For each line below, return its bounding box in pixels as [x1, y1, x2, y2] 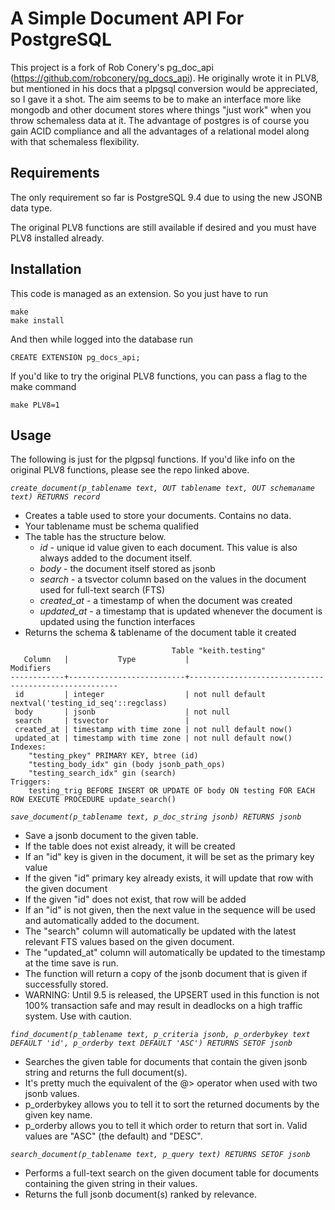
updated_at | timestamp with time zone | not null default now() [14, 733, 293, 744]
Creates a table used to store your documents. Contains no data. [24, 510, 292, 522]
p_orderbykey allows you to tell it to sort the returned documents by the [24, 1098, 320, 1111]
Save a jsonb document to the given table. [24, 830, 199, 842]
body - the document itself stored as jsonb [39, 563, 216, 575]
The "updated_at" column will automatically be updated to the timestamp [24, 947, 326, 959]
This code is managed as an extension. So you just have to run [10, 287, 268, 299]
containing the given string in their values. [24, 1178, 198, 1190]
